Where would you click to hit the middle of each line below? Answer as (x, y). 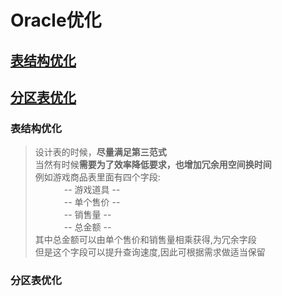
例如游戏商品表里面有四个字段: (97, 177)
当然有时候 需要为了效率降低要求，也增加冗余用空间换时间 (153, 165)
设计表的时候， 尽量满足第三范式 (100, 152)
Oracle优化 (56, 20)
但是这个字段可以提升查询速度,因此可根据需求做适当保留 (150, 252)
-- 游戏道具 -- (92, 190)
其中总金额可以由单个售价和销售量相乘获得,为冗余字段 (145, 240)
